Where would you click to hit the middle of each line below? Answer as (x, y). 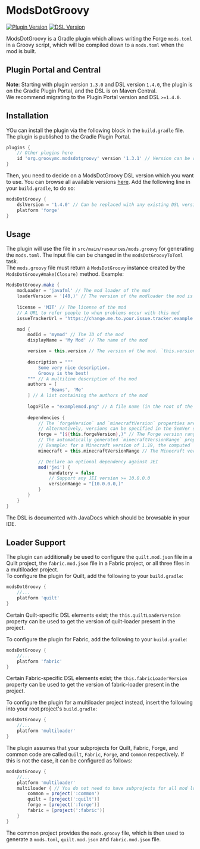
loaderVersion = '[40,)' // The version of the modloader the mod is (105, 296)
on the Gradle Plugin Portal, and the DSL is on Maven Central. (82, 91)
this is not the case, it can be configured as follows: (69, 760)
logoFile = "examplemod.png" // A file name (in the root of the (110, 407)
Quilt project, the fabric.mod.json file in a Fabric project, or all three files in (98, 563)
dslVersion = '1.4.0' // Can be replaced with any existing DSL (98, 204)
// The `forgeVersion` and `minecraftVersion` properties (111, 423)
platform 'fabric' (40, 661)
